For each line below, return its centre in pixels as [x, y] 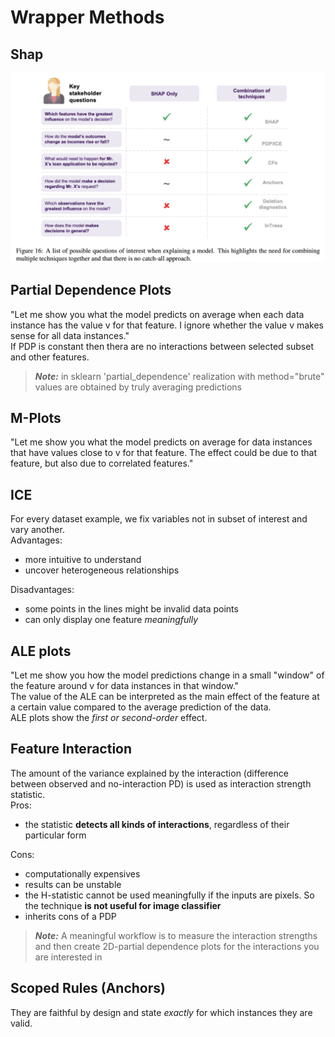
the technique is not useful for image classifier [123, 905]
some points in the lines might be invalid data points [131, 609]
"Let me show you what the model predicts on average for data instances [161, 442]
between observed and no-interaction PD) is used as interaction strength [161, 783]
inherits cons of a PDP [70, 916]
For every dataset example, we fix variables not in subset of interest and [159, 519]
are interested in [68, 957]
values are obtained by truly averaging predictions [138, 387]
